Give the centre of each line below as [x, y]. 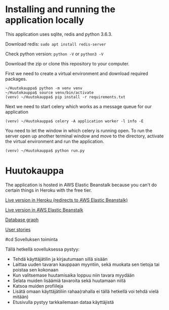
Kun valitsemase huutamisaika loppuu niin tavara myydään [74, 275]
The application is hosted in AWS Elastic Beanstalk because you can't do [81, 185]
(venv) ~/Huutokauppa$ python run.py [45, 151]
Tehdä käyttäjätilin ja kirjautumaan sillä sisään [60, 259]
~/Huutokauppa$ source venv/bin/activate [50, 92]
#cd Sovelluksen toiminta [32, 239]
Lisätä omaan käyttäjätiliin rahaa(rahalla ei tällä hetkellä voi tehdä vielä [86, 291]
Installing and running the [60, 9]
